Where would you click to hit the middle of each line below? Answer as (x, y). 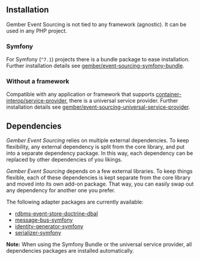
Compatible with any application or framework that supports (80, 94)
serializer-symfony (38, 233)
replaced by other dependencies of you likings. (64, 160)
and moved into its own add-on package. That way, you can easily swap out (100, 184)
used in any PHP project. (37, 31)
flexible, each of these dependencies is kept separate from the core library (98, 178)
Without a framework (38, 82)
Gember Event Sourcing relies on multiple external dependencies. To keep (98, 141)
